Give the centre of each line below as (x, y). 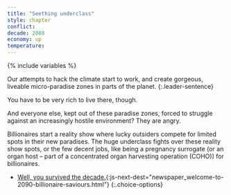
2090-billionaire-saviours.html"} (63, 184)
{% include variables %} (42, 66)
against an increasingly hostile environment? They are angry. (94, 121)
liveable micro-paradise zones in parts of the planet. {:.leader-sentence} (110, 86)
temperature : (26, 46)
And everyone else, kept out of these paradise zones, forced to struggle (110, 113)
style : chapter (29, 20)
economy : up (24, 40)
